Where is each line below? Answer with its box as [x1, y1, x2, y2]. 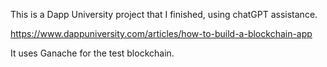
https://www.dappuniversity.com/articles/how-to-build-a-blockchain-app [10, 28, 313, 39]
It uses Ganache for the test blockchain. [10, 47, 175, 59]
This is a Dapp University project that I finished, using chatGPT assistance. [10, 9, 318, 20]
